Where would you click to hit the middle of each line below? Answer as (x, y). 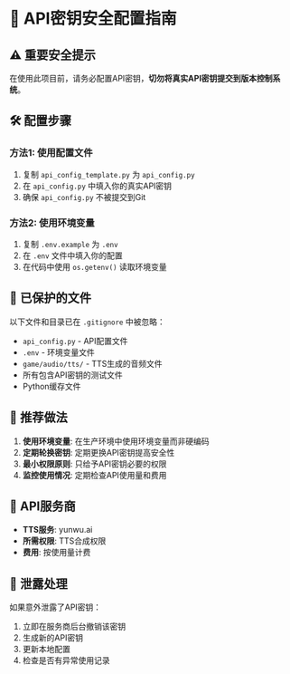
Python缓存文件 (51, 386)
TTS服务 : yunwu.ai (57, 530)
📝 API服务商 (42, 506)
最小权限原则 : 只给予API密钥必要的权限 (94, 464)
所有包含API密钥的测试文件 (73, 375)
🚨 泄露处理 (38, 584)
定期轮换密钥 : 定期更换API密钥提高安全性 (98, 452)
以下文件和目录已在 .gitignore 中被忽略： (87, 322)
